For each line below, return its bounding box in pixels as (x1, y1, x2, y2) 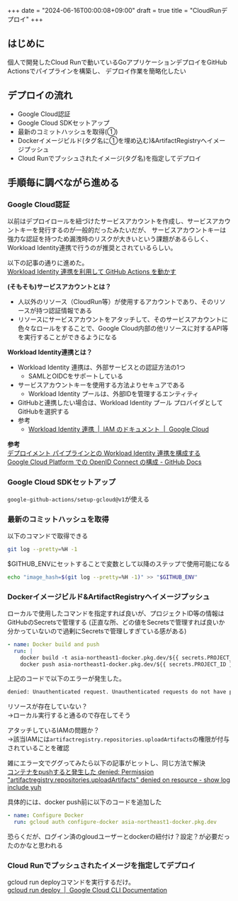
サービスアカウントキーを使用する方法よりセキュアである (17, 381, 186, 390)
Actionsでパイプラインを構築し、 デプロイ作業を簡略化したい (7, 67, 186, 75)
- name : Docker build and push (7, 640, 100, 648)
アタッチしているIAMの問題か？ (7, 726, 100, 735)
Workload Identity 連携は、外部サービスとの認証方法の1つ (17, 363, 186, 372)
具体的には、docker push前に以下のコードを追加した (7, 798, 162, 806)
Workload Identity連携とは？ (7, 348, 93, 356)
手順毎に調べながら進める (7, 176, 119, 189)
